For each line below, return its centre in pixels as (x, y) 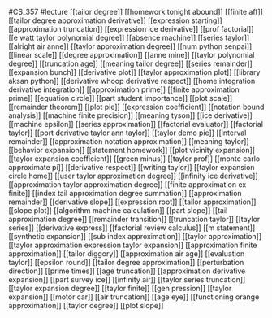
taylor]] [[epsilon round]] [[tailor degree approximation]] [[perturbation (126, 262)
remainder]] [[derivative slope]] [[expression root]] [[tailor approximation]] (132, 202)
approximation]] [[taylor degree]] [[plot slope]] (86, 305)
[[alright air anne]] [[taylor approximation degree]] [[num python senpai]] (130, 46)
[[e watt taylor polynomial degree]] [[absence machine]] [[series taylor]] (129, 37)
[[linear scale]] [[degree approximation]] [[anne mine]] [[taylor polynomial (132, 55)
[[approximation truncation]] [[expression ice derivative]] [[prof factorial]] (131, 29)
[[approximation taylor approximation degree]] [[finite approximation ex (127, 185)
